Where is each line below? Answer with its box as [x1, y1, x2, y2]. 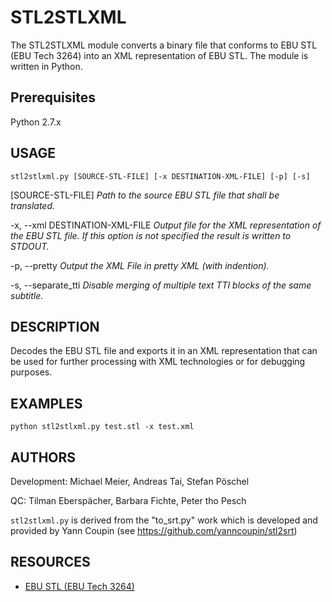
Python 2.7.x [10, 116, 62, 128]
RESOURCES [10, 554, 91, 571]
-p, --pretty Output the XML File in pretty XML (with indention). [10, 259, 270, 271]
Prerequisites [10, 89, 96, 106]
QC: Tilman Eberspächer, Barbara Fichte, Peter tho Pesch [10, 495, 247, 506]
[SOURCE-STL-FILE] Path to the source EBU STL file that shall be [10, 189, 280, 201]
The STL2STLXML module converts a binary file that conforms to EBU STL [10, 39, 318, 51]
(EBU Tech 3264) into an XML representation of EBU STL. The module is [10, 49, 309, 61]
